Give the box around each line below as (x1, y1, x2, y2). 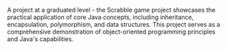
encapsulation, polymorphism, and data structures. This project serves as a (7, 21, 221, 28)
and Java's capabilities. (7, 35, 74, 43)
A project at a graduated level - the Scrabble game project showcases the (7, 6, 216, 14)
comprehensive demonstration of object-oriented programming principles (7, 27, 216, 36)
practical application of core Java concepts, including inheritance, (7, 13, 194, 21)
